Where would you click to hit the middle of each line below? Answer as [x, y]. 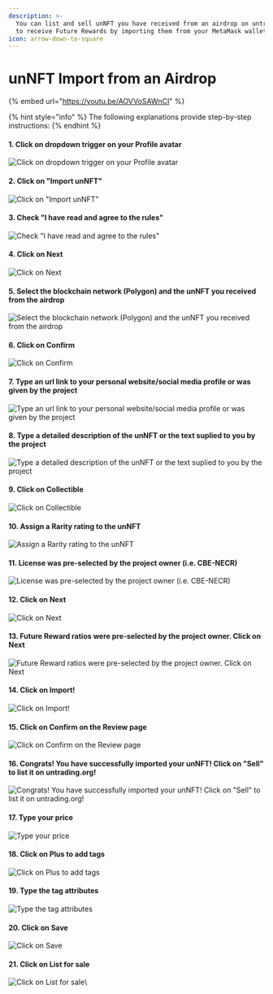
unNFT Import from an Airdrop [113, 79]
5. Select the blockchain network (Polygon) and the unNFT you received [132, 291]
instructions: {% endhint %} [55, 126]
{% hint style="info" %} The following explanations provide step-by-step [130, 117]
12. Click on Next [37, 600]
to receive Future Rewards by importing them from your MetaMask [129, 31]
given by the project [43, 390]
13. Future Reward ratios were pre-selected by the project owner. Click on [135, 636]
